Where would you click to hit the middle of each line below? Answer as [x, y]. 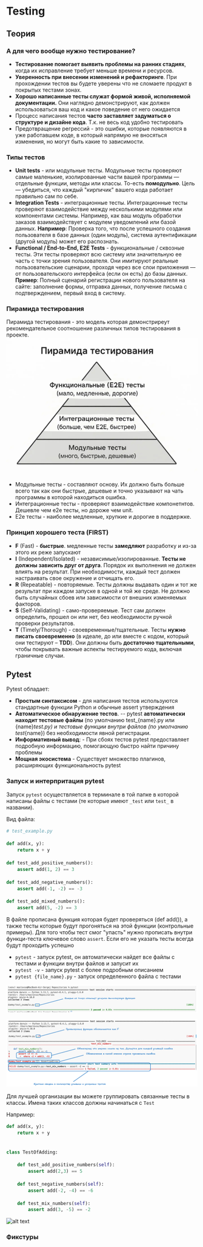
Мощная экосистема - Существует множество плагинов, [90, 759]
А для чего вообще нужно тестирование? [71, 51]
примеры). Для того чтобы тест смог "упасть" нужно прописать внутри [99, 932]
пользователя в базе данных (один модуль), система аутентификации [106, 235]
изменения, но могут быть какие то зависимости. [79, 142]
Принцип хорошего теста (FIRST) [58, 533]
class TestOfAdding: [32, 1152]
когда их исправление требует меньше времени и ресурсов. [94, 70]
